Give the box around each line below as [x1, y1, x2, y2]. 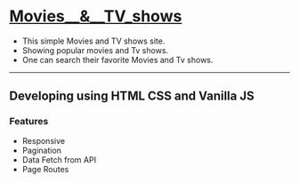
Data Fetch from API [21, 154, 96, 165]
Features [9, 115, 49, 128]
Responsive [21, 135, 65, 146]
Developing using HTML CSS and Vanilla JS [9, 89, 255, 104]
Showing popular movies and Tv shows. [21, 44, 169, 55]
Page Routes [21, 163, 69, 174]
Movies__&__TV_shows [9, 6, 182, 27]
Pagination [21, 145, 62, 155]
